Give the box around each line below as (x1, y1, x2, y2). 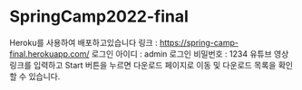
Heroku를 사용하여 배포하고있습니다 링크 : (9, 37, 158, 48)
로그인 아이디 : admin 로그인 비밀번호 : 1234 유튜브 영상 (91, 48, 289, 59)
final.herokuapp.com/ (9, 48, 90, 59)
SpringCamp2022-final (9, 6, 189, 27)
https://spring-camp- (159, 37, 239, 48)
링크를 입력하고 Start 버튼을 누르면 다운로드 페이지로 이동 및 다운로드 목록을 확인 (9, 59, 293, 70)
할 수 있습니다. (9, 70, 61, 82)
